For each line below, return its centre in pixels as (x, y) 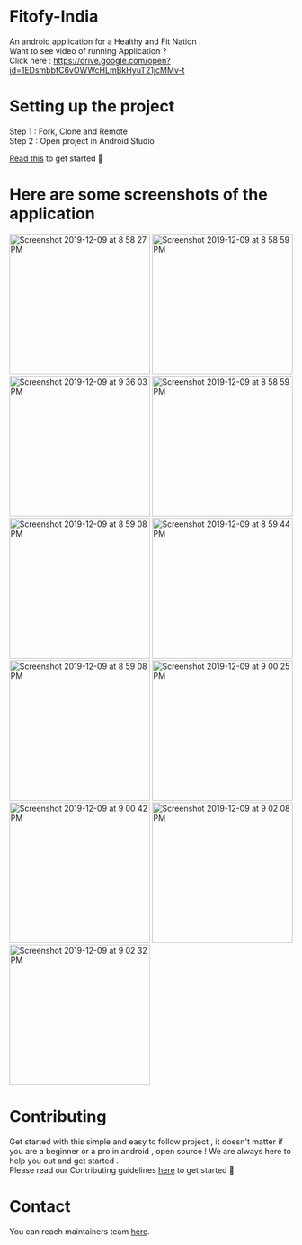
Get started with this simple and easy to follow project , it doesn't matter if (146, 1141)
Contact (40, 1206)
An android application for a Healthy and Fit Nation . (105, 41)
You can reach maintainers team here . (80, 1231)
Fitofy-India (54, 17)
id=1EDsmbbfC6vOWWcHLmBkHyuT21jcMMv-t (97, 70)
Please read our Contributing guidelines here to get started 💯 (122, 1169)
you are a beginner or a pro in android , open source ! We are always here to (151, 1151)
